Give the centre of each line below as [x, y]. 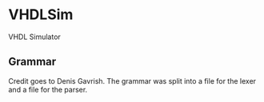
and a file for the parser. [48, 89]
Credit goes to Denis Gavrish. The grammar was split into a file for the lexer [132, 80]
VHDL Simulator [35, 37]
